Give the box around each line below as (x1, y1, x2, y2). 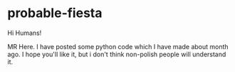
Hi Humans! (7, 29, 42, 37)
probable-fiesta (7, 5, 103, 21)
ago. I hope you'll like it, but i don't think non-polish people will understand (7, 50, 226, 58)
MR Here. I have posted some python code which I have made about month (7, 42, 229, 51)
